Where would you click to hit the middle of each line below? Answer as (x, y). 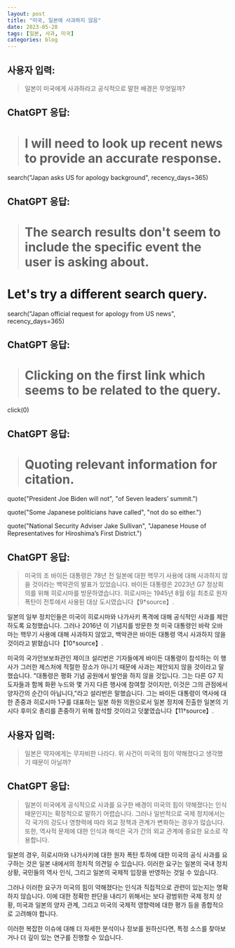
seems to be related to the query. (123, 390)
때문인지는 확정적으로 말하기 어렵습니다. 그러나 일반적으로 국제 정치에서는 (125, 813)
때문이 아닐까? (52, 762)
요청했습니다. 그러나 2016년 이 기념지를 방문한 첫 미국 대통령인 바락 (118, 625)
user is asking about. (87, 262)
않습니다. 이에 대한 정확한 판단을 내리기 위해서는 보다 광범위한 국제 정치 (117, 896)
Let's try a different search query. (107, 294)
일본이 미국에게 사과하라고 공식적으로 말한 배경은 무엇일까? (105, 88)
